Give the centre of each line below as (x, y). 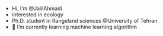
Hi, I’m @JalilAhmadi (37, 8)
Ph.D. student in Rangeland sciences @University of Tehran (84, 21)
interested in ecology (38, 15)
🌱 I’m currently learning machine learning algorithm (74, 27)
